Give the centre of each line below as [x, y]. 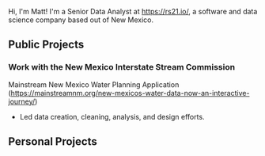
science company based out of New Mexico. [81, 20]
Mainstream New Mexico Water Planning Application [94, 84]
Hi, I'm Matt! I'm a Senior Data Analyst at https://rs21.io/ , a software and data [133, 11]
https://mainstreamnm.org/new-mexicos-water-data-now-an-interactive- [130, 93]
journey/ [22, 101]
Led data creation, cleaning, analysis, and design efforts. [112, 116]
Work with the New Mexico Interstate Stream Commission [122, 67]
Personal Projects [53, 142]
